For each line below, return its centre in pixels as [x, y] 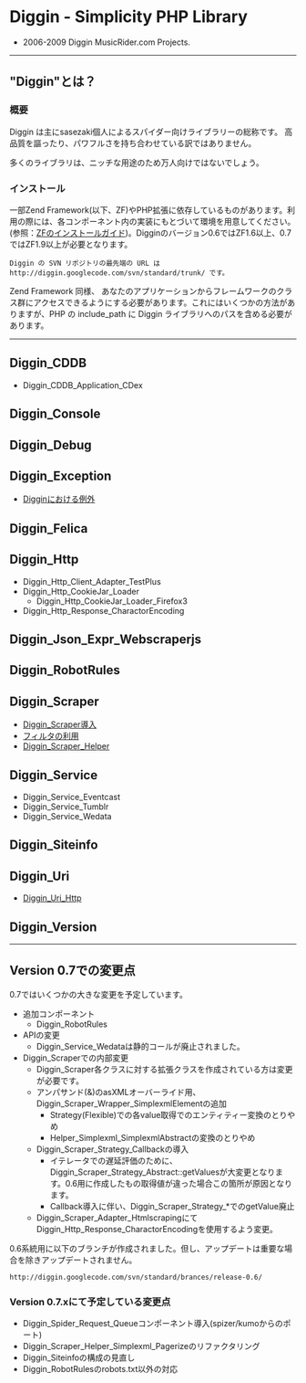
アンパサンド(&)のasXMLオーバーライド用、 [118, 1092]
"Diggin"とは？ [53, 82]
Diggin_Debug [51, 445]
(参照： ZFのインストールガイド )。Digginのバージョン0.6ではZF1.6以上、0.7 [150, 232]
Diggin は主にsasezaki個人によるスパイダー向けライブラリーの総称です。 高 [151, 132]
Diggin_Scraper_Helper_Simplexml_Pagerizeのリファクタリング [141, 1346]
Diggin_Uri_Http [52, 898]
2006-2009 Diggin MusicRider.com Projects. [107, 42]
